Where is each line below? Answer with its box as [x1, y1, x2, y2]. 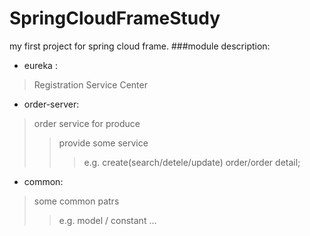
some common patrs [33, 195, 120, 207]
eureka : [23, 59, 58, 71]
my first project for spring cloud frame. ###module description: [9, 40, 271, 52]
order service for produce [33, 117, 141, 129]
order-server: [23, 98, 80, 110]
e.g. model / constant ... [58, 214, 157, 226]
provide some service [58, 137, 149, 149]
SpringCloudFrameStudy [9, 7, 221, 30]
